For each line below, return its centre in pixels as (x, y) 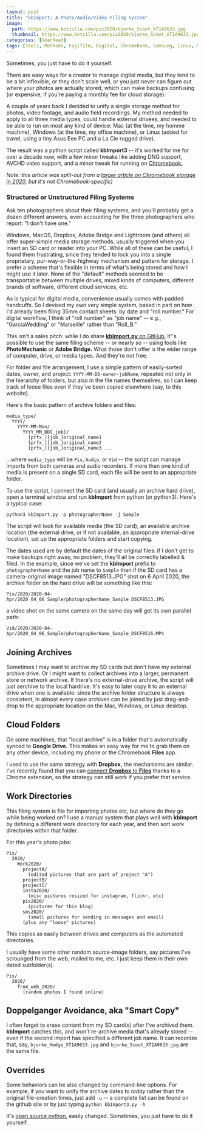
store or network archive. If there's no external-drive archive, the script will (100, 679)
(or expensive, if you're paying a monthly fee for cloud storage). (86, 94)
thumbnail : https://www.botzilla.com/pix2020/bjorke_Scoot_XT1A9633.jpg (106, 35)
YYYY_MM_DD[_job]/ (46, 432)
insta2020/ (36, 891)
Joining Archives (39, 652)
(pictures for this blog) (61, 906)
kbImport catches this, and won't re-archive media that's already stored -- (100, 1032)
